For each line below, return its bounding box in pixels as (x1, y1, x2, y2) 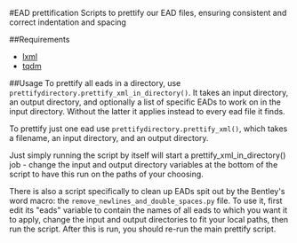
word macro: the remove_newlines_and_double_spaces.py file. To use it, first (9, 195, 283, 206)
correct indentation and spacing (9, 17, 127, 27)
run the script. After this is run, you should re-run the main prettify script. (9, 223, 277, 234)
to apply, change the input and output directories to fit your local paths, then (9, 215, 289, 224)
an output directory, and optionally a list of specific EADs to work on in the (9, 97, 282, 107)
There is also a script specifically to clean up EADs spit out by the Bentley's (9, 186, 285, 196)
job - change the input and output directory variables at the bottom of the (9, 160, 278, 169)
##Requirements (9, 35, 70, 44)
